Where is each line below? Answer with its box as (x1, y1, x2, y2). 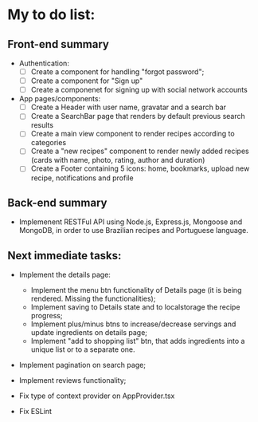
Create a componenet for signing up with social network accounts (30, 85, 248, 95)
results (30, 120, 53, 130)
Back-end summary (7, 195, 107, 209)
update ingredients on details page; (30, 328, 148, 337)
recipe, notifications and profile (30, 173, 134, 183)
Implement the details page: (18, 270, 111, 280)
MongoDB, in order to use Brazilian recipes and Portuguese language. (18, 226, 248, 235)
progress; (30, 311, 63, 321)
